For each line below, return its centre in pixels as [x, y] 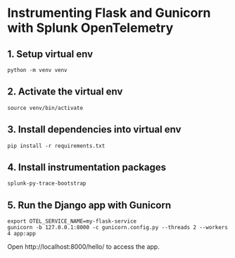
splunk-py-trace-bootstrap [47, 184]
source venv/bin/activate [45, 108]
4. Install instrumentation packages [87, 167]
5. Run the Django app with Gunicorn [89, 205]
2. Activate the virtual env [65, 92]
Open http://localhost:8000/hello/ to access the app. [83, 247]
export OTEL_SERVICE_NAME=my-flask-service [72, 221]
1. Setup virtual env [50, 54]
